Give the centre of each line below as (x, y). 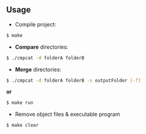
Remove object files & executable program (67, 114)
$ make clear (23, 126)
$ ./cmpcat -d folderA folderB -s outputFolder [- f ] (74, 81)
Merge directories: (38, 69)
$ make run (20, 103)
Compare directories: (41, 47)
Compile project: (35, 24)
